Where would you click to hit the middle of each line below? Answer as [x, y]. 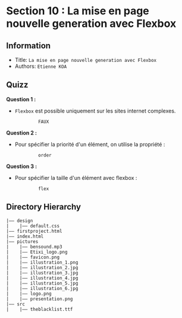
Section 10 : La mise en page [78, 11]
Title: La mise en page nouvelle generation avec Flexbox [85, 60]
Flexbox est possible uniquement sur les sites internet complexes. [95, 111]
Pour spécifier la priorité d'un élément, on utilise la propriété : [90, 144]
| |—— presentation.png [40, 299]
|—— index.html [25, 236]
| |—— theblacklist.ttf [40, 309]
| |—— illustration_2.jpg [42, 267]
